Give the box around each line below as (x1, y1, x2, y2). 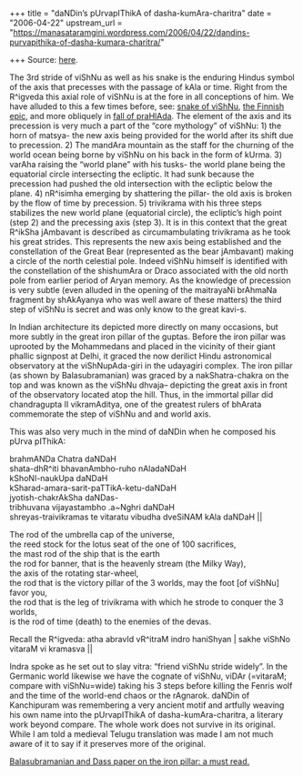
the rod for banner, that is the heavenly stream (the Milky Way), (9, 559, 247, 569)
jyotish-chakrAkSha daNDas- (9, 492, 119, 503)
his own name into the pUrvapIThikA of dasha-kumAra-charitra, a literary (9, 710, 284, 720)
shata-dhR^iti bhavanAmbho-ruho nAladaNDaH (9, 463, 187, 474)
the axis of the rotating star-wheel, (9, 568, 139, 579)
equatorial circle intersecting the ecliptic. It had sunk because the (9, 168, 255, 179)
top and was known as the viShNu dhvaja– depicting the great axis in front (9, 379, 288, 390)
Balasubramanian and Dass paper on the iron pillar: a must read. (9, 756, 250, 767)
